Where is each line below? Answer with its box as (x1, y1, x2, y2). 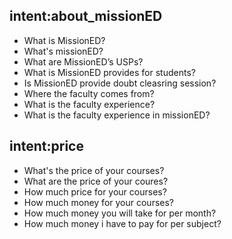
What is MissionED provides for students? (23, 66, 196, 78)
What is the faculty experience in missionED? (23, 109, 211, 121)
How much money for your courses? (23, 196, 175, 208)
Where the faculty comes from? (23, 87, 155, 99)
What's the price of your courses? (23, 164, 165, 176)
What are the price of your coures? (23, 175, 169, 187)
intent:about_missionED (9, 8, 163, 25)
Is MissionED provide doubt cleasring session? (23, 77, 217, 89)
